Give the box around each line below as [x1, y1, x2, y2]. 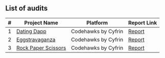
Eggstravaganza [16, 36, 56, 43]
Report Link [128, 19, 157, 26]
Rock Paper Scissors [16, 44, 67, 51]
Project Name [24, 19, 58, 26]
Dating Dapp [16, 27, 47, 35]
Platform [86, 19, 108, 26]
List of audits [5, 4, 48, 13]
